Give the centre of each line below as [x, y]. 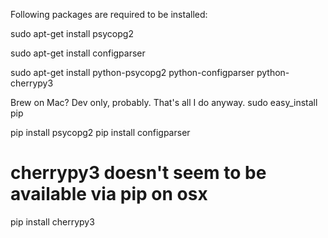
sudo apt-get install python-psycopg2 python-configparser [132, 72]
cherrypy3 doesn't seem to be [138, 173]
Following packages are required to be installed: [109, 14]
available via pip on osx [109, 194]
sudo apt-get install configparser [78, 53]
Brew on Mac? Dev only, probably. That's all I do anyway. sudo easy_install [164, 102]
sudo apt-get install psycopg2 [72, 33]
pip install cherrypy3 [52, 221]
